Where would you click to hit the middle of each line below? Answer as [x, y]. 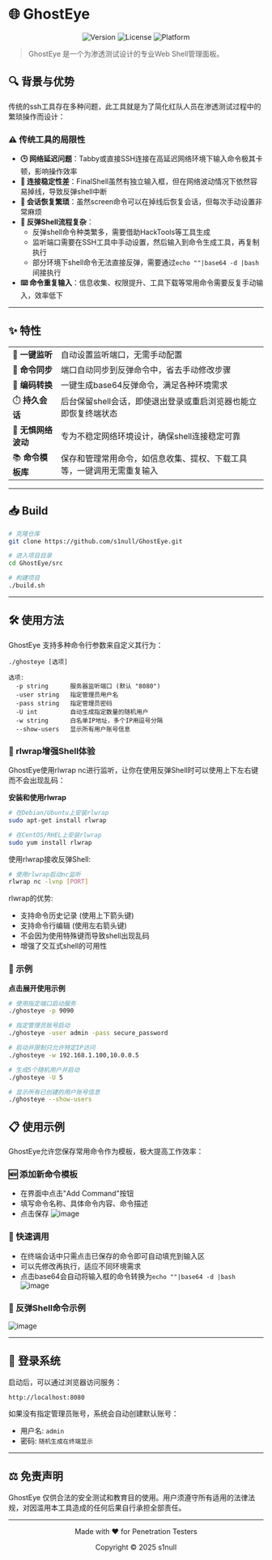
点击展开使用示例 [37, 988]
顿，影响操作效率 [49, 172]
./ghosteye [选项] [38, 662]
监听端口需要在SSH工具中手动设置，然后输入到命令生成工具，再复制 [146, 242]
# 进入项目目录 [30, 556]
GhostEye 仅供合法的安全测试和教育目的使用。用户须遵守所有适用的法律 [128, 1497]
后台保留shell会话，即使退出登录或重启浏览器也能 [155, 402]
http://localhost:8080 [47, 1397]
